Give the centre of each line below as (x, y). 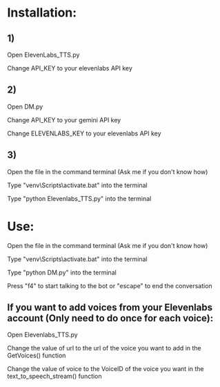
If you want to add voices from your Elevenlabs (110, 307)
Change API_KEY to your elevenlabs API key (70, 68)
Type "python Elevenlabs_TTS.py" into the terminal (79, 198)
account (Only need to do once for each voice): (110, 318)
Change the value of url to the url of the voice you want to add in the (104, 348)
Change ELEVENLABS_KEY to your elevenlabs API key (84, 133)
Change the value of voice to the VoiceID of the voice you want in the (106, 369)
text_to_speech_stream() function (54, 376)
